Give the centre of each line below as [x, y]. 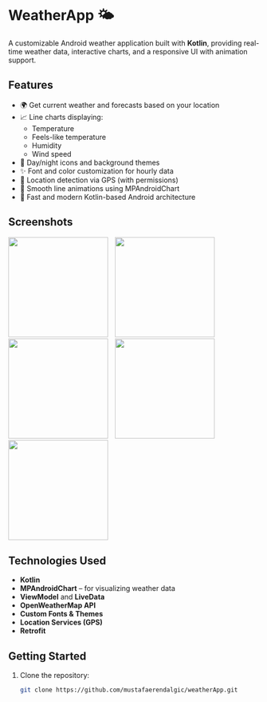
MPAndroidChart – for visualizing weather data [97, 588]
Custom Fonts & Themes [61, 614]
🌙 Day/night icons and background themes [90, 162]
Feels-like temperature [69, 137]
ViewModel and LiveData [62, 597]
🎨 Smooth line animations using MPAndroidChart [100, 188]
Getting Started [47, 656]
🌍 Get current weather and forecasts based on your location [120, 105]
